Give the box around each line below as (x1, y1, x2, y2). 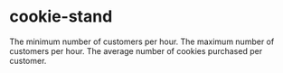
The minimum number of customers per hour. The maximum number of (9, 36, 275, 47)
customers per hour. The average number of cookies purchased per (9, 45, 263, 56)
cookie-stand (9, 6, 113, 27)
